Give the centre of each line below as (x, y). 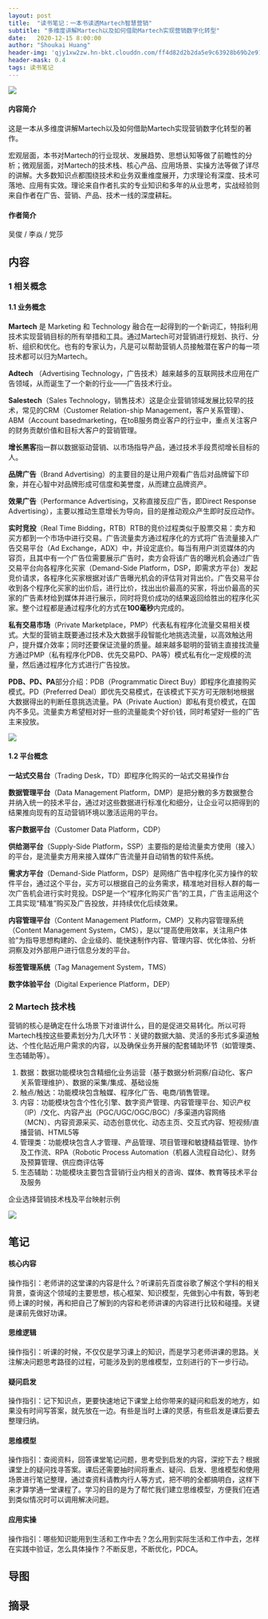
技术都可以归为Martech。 (50, 356)
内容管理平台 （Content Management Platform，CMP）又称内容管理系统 (126, 920)
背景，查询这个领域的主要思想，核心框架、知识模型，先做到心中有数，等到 (130, 1292)
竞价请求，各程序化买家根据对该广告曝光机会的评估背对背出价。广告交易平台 (134, 578)
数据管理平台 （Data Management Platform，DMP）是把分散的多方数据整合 (131, 792)
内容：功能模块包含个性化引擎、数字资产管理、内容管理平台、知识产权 (135, 1102)
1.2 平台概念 (28, 756)
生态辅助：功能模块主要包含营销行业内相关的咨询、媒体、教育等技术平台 (138, 1172)
